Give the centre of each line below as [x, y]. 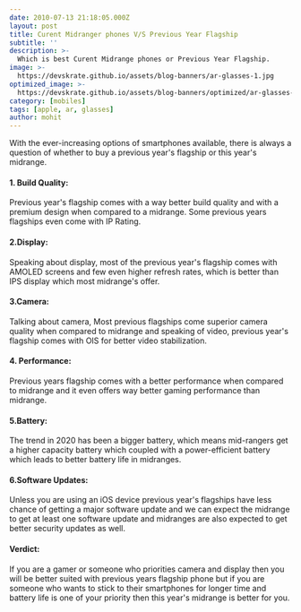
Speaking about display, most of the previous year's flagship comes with [143, 262]
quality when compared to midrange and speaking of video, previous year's [149, 331]
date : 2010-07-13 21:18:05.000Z [69, 17]
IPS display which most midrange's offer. [85, 281]
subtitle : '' [34, 43]
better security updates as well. [67, 529]
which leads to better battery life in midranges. [95, 460]
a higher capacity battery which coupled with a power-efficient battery [140, 450]
